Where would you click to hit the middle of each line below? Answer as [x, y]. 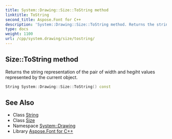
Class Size [24, 121]
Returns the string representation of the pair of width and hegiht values [80, 72]
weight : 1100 [19, 34]
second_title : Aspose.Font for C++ [43, 19]
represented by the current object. [41, 77]
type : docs [17, 29]
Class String [26, 115]
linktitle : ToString [27, 15]
